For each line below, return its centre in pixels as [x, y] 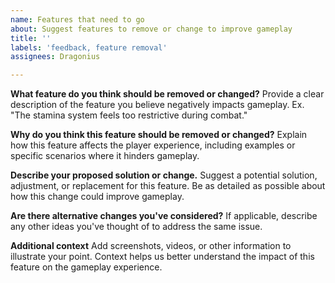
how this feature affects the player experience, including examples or [153, 145]
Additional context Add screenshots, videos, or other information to [151, 246]
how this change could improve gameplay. [97, 197]
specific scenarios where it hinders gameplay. [105, 156]
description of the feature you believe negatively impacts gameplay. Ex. [157, 105]
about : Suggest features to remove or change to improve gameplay [151, 29]
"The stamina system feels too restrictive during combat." [129, 115]
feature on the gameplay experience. [86, 267]
